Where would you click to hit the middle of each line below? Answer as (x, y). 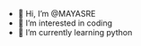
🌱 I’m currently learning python (75, 32)
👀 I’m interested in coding (65, 23)
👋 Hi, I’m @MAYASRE (57, 14)
